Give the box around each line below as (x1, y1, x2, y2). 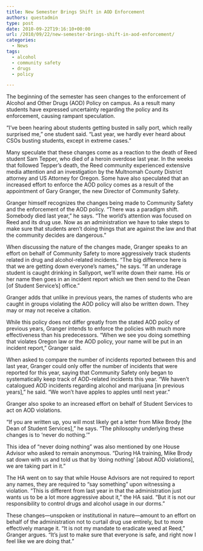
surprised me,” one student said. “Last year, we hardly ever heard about (6, 131, 186, 138)
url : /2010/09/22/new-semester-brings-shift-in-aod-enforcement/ (6, 32, 175, 38)
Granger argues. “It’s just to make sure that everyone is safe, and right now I (6, 531, 196, 538)
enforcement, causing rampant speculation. (6, 112, 115, 120)
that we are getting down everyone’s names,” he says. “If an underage (6, 262, 182, 270)
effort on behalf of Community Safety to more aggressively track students (6, 250, 191, 257)
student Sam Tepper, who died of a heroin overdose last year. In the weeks (6, 156, 193, 163)
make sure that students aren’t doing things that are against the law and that (6, 225, 197, 233)
